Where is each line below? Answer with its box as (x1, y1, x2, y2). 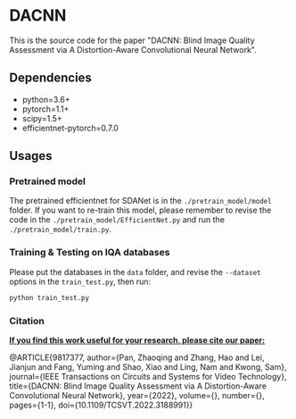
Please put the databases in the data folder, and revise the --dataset (9, 266, 261, 277)
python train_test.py (9, 293, 90, 302)
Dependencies (9, 71, 92, 86)
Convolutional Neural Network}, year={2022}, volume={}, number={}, (9, 390, 265, 400)
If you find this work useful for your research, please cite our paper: (9, 334, 266, 345)
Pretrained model (9, 175, 86, 188)
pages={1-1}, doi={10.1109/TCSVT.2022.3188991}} (9, 399, 193, 410)
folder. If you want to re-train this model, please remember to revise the (9, 205, 272, 215)
